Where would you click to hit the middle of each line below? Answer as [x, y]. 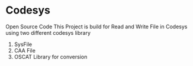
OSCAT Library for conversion [51, 57]
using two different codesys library [48, 32]
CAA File [25, 50]
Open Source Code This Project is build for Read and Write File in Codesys [96, 27]
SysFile [23, 44]
